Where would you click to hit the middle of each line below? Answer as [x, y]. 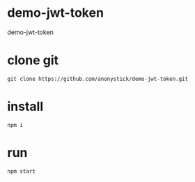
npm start [22, 171]
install [25, 107]
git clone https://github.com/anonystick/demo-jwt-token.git [98, 79]
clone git [33, 60]
